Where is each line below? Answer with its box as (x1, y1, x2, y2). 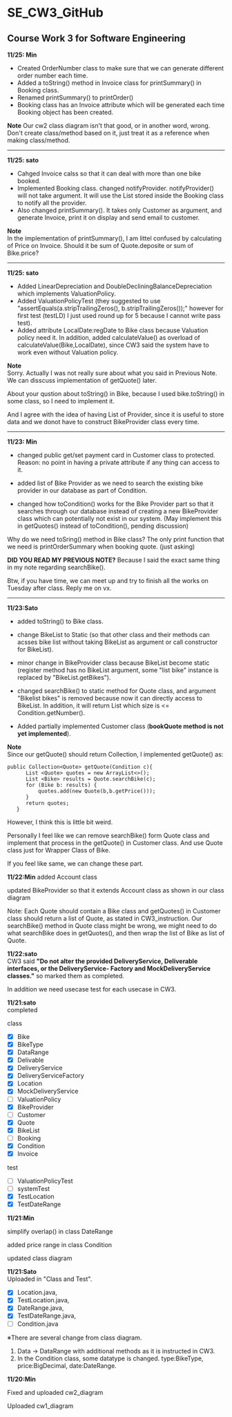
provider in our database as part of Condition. (17, 486, 148, 495)
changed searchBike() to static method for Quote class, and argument (17, 687, 216, 695)
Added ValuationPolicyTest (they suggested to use (17, 297, 161, 305)
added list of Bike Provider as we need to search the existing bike (17, 479, 204, 487)
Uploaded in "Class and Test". (7, 1275, 93, 1283)
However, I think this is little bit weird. (7, 818, 113, 826)
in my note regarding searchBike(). (7, 563, 106, 571)
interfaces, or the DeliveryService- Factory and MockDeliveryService (7, 964, 211, 972)
